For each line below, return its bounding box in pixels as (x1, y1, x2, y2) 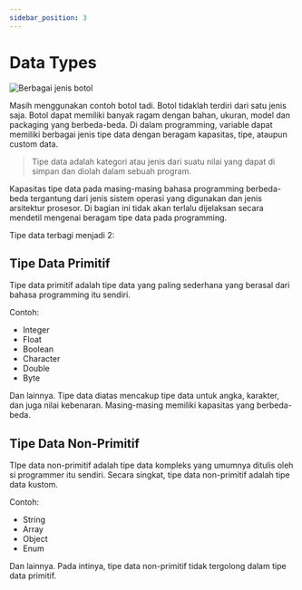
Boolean (22, 343, 54, 354)
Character (22, 353, 61, 364)
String (22, 514, 46, 526)
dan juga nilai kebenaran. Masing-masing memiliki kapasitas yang (9, 400, 256, 411)
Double (22, 363, 50, 374)
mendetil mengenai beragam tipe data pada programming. (9, 212, 228, 223)
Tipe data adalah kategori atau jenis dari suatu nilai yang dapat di (31, 156, 276, 167)
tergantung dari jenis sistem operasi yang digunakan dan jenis (30, 192, 263, 204)
